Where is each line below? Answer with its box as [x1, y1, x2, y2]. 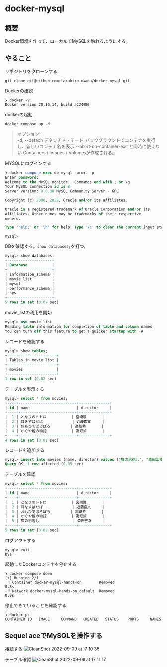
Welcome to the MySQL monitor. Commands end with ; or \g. [5, 179, 133, 185]
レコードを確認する [5, 338, 45, 344]
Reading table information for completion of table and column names [5, 324, 153, 329]
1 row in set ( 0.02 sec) [5, 376, 57, 381]
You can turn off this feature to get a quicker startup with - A [5, 329, 143, 334]
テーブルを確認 [5, 471, 36, 477]
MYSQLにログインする [5, 160, 51, 166]
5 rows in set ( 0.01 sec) [5, 528, 59, 533]
